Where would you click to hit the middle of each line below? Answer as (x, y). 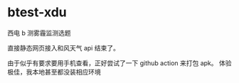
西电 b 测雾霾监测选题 (39, 33)
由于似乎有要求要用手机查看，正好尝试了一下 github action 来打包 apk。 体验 (119, 63)
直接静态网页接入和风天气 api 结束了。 (63, 48)
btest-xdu (37, 12)
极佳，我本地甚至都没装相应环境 (54, 72)
